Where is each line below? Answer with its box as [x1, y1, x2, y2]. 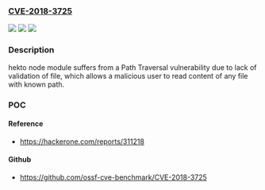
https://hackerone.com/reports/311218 [19, 137, 145, 146]
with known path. [8, 79, 65, 89]
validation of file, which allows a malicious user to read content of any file [8, 71, 248, 80]
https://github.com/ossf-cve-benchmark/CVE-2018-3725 [19, 173, 208, 182]
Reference [8, 119, 44, 129]
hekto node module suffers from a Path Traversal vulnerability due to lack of [8, 62, 257, 72]
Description [8, 45, 55, 56]
